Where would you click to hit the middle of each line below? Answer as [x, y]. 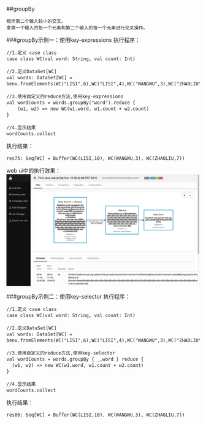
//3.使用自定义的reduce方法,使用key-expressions [65, 96]
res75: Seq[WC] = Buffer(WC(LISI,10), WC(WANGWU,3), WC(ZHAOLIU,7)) [96, 159]
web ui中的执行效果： [34, 171]
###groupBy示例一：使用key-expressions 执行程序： [73, 40]
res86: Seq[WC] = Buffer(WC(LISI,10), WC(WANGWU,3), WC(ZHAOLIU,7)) [96, 415]
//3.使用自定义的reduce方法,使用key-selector [61, 353]
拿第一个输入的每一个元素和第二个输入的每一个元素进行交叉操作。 [77, 28]
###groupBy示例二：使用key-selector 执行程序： [68, 296]
